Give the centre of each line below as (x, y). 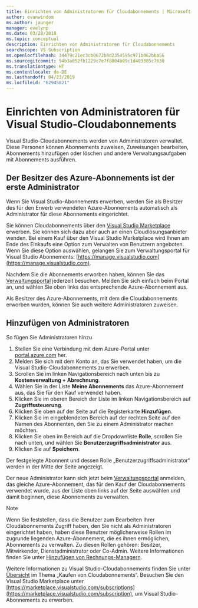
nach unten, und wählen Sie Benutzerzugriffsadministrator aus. (93, 442)
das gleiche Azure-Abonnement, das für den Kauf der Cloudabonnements (96, 484)
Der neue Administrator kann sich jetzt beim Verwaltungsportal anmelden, (96, 478)
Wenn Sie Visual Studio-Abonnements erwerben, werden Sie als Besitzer (95, 201)
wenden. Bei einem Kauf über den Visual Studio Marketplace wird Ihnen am (98, 238)
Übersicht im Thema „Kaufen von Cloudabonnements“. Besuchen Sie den (95, 574)
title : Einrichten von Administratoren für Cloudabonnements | (85, 11)
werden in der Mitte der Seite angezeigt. (55, 467)
